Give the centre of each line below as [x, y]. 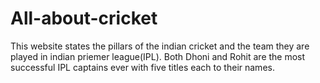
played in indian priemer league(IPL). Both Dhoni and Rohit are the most [158, 56]
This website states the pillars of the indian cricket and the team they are [160, 46]
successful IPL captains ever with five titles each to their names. [142, 67]
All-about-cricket [84, 18]
